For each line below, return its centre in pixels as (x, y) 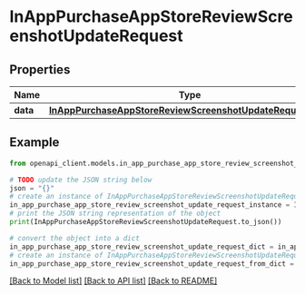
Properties (40, 69)
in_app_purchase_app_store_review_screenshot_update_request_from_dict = (152, 264)
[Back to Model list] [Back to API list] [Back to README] (113, 281)
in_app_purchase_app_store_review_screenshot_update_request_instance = (150, 205)
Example (34, 142)
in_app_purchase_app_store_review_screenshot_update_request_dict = (142, 247)
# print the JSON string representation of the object (115, 214)
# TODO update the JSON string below (81, 180)
